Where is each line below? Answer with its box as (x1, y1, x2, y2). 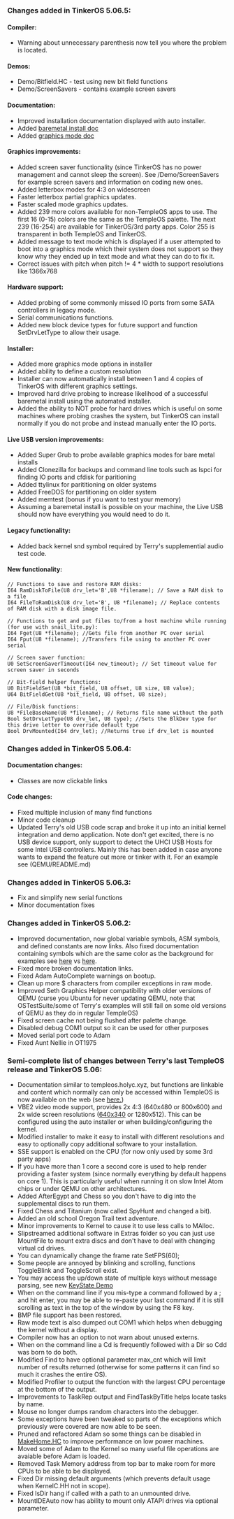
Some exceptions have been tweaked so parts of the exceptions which (17, 1415, 221, 1423)
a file (7, 593, 27, 600)
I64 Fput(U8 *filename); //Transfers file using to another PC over (7, 636, 211, 643)
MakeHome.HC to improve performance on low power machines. (17, 1436, 205, 1446)
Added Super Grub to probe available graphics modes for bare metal (17, 450, 215, 459)
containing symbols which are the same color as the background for (17, 949, 214, 957)
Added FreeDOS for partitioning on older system (17, 488, 157, 497)
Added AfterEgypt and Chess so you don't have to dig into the (17, 1192, 196, 1200)
